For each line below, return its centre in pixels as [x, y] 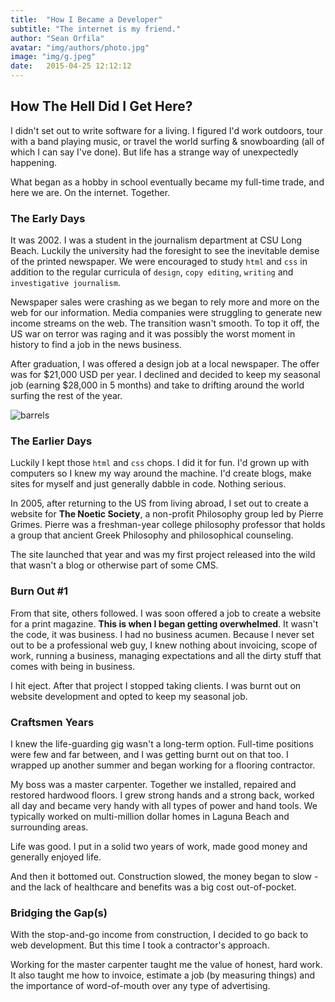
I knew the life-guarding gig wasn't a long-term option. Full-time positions [162, 744]
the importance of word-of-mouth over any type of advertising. [140, 986]
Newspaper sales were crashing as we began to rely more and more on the [165, 302]
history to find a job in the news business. [96, 345]
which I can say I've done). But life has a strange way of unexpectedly [154, 152]
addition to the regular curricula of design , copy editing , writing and [152, 272]
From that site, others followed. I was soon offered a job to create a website [166, 613]
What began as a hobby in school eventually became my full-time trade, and [167, 182]
